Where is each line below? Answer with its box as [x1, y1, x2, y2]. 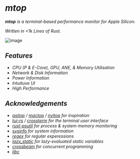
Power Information [12, 75, 50, 80]
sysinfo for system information [12, 128, 74, 134]
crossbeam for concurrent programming [12, 143, 93, 149]
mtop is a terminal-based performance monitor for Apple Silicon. [5, 19, 136, 24]
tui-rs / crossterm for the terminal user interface [12, 118, 108, 123]
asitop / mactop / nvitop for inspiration [12, 112, 90, 118]
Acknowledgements [5, 99, 68, 108]
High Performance [12, 85, 50, 91]
